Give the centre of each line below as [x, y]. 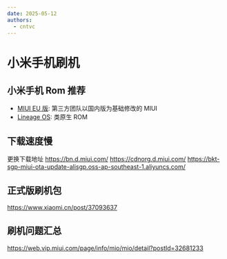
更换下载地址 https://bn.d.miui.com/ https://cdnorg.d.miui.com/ [97, 159]
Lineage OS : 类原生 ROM [52, 117]
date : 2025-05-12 [32, 14]
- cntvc [24, 26]
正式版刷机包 [34, 190]
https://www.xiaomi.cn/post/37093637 [62, 207]
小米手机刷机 [44, 63]
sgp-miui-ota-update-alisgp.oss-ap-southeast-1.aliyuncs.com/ [97, 167]
